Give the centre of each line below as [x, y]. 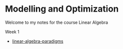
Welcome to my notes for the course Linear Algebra [56, 22]
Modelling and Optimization [62, 9]
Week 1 [12, 32]
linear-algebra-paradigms [38, 41]
